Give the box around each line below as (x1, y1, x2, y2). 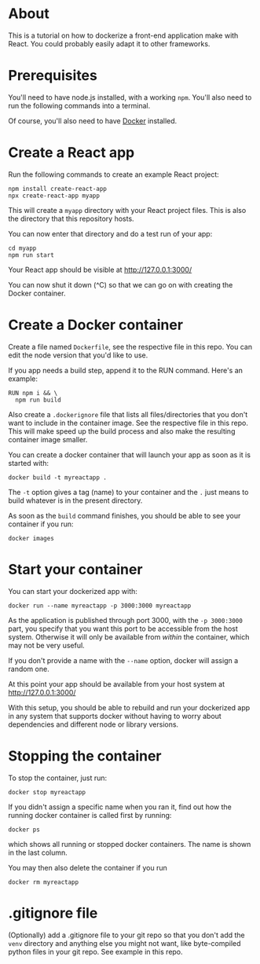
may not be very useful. (8, 640, 85, 650)
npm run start (8, 251, 55, 259)
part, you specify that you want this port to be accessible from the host (8, 624, 238, 633)
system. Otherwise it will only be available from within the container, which (8, 632, 250, 641)
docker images (8, 534, 55, 542)
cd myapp (8, 244, 37, 252)
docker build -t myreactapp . (8, 473, 108, 482)
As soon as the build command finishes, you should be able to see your (8, 511, 241, 520)
